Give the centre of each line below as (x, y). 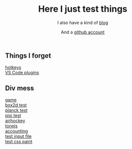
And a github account (83, 32)
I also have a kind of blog (83, 23)
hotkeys (13, 68)
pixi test (13, 116)
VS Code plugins (22, 73)
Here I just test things (83, 9)
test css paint (19, 142)
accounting (16, 131)
